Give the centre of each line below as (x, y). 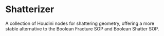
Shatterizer (30, 9)
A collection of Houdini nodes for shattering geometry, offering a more (80, 23)
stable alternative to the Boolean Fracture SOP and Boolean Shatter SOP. (82, 28)
